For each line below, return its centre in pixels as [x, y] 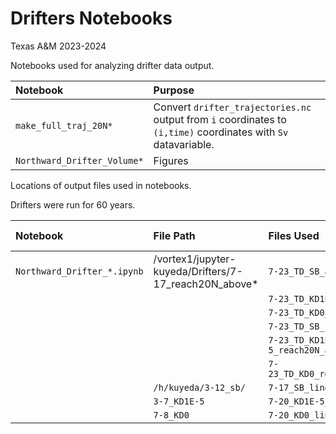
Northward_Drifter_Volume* [79, 160]
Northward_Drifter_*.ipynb [79, 271]
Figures [171, 160]
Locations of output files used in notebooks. [101, 185]
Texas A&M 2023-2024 [58, 46]
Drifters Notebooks [91, 18]
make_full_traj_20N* [64, 125]
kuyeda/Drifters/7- [198, 271]
